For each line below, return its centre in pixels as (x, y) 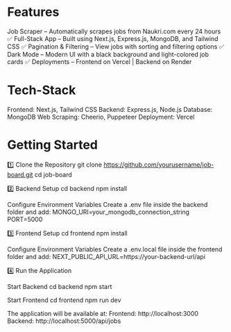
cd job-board (53, 174)
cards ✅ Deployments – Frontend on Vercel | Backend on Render (100, 61)
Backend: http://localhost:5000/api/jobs (64, 321)
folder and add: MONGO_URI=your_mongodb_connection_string (98, 212)
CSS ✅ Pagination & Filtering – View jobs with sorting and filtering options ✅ (116, 47)
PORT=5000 (25, 219)
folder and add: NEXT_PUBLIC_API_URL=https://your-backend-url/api (106, 256)
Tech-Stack (42, 90)
